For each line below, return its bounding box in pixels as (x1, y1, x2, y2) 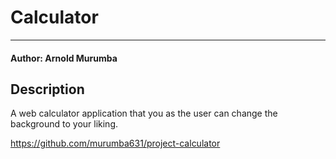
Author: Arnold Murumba (10, 52, 118, 64)
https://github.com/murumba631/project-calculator (10, 137, 221, 150)
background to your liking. (10, 118, 119, 130)
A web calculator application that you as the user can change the (10, 107, 278, 120)
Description (10, 81, 85, 98)
